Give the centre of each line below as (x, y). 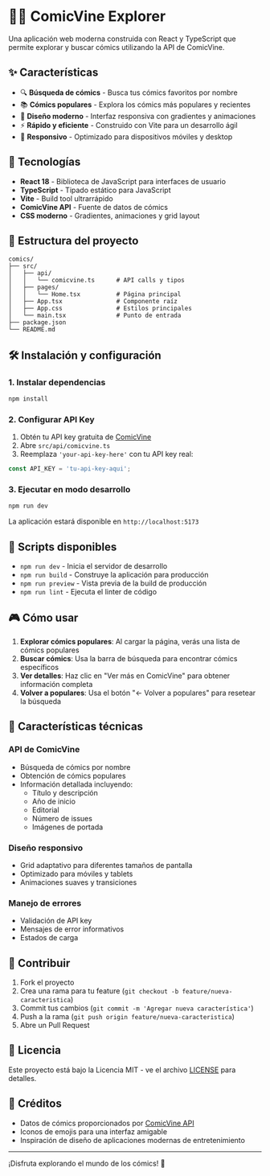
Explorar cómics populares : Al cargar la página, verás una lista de (130, 641)
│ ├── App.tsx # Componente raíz (93, 302)
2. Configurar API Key (51, 419)
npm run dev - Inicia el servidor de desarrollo (94, 566)
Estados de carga (49, 938)
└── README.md (32, 330)
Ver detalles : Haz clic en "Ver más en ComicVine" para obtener (125, 676)
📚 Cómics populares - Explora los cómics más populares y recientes (135, 105)
